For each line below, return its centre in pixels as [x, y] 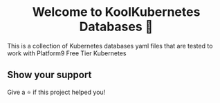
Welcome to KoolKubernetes [116, 12]
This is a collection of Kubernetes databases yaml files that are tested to [110, 46]
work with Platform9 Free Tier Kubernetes [67, 53]
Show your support [49, 75]
